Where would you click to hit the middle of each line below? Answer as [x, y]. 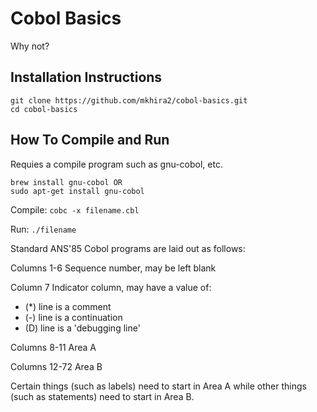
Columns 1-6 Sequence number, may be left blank [113, 268]
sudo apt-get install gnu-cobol [77, 191]
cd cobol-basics [44, 109]
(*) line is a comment [68, 306]
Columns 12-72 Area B [56, 366]
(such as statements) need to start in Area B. [102, 396]
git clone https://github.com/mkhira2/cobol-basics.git [129, 100]
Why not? [30, 46]
